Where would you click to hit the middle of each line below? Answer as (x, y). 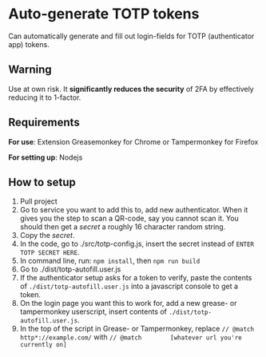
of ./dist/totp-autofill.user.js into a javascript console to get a (129, 286)
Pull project (38, 201)
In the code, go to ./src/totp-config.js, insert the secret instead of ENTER (137, 244)
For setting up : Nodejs (46, 157)
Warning (30, 70)
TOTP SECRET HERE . (50, 252)
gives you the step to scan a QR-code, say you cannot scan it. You (129, 218)
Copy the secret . (47, 236)
